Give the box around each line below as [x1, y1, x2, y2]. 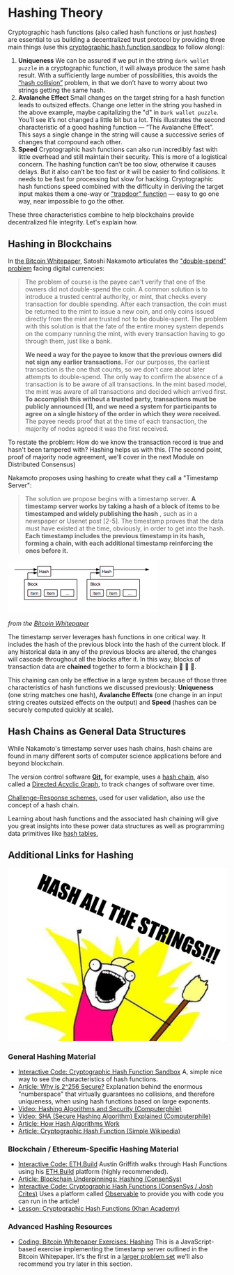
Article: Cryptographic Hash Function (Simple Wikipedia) [17, 1127, 180, 1135]
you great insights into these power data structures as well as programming [8, 821, 225, 830]
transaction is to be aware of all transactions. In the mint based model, [24, 380, 227, 388]
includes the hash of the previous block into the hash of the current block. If [8, 640, 226, 648]
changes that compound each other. [17, 137, 123, 146]
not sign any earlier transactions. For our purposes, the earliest [24, 358, 210, 366]
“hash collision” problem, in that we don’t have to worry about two [17, 78, 208, 86]
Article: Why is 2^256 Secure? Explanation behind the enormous [17, 1082, 203, 1090]
